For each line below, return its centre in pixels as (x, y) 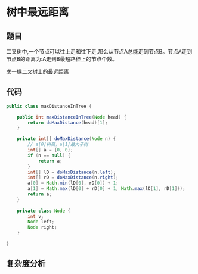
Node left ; (41, 222)
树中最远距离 (38, 12)
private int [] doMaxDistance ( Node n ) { (66, 139)
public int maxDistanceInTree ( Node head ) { (72, 117)
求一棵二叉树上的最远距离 (38, 71)
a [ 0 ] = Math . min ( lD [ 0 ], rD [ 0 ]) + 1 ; (73, 183)
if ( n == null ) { (49, 155)
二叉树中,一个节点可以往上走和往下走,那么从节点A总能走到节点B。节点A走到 (99, 52)
